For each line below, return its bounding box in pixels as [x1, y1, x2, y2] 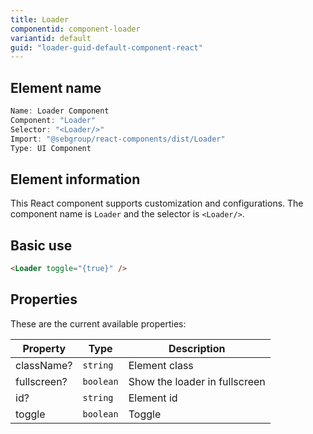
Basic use [10, 237, 73, 254]
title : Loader [10, 14, 70, 25]
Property [22, 341, 67, 355]
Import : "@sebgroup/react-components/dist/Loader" [10, 134, 226, 144]
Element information [10, 171, 141, 188]
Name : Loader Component [10, 106, 110, 116]
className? [15, 358, 73, 372]
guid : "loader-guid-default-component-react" [10, 42, 203, 53]
